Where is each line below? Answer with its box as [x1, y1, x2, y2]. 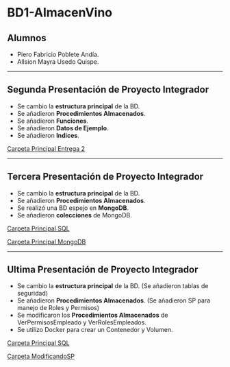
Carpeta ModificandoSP [7, 352, 75, 361]
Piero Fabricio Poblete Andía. [16, 50, 99, 58]
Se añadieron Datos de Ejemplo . [16, 123, 109, 132]
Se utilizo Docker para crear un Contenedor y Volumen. [16, 326, 173, 334]
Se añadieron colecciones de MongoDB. [16, 211, 132, 219]
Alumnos [7, 32, 47, 44]
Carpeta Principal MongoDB [7, 237, 86, 246]
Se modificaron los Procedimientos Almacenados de [16, 311, 168, 320]
